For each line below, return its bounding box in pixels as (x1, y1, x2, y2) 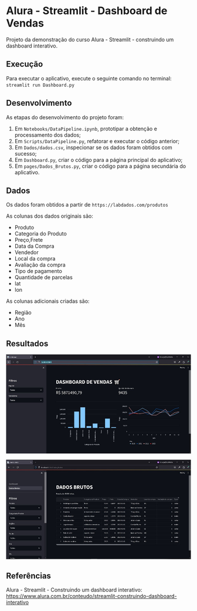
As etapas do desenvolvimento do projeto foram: (6, 113, 124, 121)
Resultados (6, 339, 49, 349)
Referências (6, 571, 52, 580)
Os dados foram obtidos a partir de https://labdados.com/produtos (6, 201, 168, 208)
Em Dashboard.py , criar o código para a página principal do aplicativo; (14, 156, 183, 163)
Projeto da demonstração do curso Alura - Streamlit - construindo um (6, 36, 174, 43)
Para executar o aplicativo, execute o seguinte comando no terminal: (6, 75, 172, 82)
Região (14, 309, 32, 316)
